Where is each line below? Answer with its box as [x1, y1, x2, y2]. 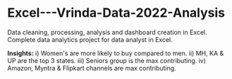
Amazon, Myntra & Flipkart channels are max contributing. [7, 64, 176, 72]
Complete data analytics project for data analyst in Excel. [7, 35, 173, 43]
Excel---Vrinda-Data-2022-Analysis [7, 5, 226, 21]
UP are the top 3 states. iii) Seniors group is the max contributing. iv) [7, 56, 207, 64]
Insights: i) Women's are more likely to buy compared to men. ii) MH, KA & [7, 49, 224, 57]
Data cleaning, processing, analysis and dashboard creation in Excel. [7, 28, 207, 36]
